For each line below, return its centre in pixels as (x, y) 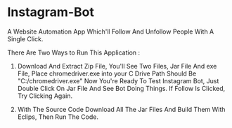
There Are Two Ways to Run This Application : (74, 52)
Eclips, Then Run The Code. (58, 117)
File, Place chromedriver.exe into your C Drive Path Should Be (107, 73)
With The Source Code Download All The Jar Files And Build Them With (121, 109)
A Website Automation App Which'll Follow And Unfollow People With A (111, 31)
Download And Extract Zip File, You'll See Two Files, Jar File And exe (117, 66)
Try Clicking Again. (45, 96)
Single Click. (25, 38)
